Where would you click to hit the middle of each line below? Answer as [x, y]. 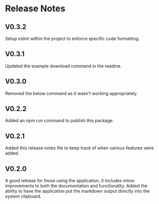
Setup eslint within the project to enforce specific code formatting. [72, 38]
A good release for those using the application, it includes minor [70, 181]
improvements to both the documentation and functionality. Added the [76, 186]
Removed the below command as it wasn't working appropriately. [71, 93]
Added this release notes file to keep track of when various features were [79, 148]
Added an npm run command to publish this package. [60, 121]
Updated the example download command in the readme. [64, 66]
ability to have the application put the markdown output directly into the [78, 191]
